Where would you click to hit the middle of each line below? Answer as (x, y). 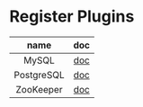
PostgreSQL (39, 75)
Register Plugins (72, 17)
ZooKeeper (39, 89)
